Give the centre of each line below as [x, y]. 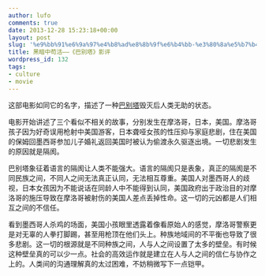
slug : [17, 45]
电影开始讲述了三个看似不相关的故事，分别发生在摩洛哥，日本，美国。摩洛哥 [132, 121]
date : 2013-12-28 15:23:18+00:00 [63, 30]
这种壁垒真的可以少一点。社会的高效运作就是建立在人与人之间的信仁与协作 [129, 254]
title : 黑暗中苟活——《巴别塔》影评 [60, 52]
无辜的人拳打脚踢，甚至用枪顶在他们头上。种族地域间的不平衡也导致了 [136, 234]
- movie [21, 81]
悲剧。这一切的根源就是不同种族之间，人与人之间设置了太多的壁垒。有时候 [136, 244]
